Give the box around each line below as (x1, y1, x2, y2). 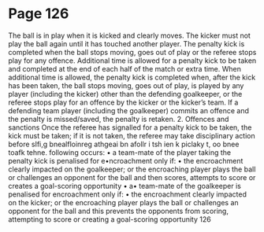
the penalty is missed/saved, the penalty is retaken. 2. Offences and (8, 114, 229, 123)
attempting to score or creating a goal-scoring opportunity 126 (8, 214, 211, 224)
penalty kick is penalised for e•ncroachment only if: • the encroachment (8, 156, 244, 165)
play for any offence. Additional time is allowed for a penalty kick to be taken (8, 56, 257, 65)
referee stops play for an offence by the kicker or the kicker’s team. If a (8, 98, 239, 107)
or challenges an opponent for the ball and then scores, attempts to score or (8, 172, 256, 182)
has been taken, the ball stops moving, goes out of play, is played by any (8, 80, 244, 90)
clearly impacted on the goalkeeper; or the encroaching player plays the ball (8, 164, 256, 174)
